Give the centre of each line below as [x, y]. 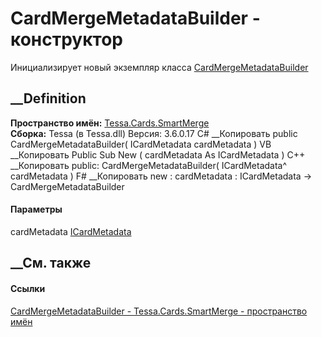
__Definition [48, 98]
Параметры [36, 209]
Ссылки [28, 288]
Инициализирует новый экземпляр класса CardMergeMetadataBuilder [159, 67]
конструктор [66, 39]
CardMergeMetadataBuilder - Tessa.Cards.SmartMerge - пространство [159, 311]
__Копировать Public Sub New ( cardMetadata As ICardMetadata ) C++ [158, 154]
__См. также [51, 263]
